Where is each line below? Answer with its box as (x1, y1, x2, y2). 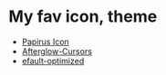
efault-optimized (21, 55, 85, 66)
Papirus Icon (21, 36, 69, 47)
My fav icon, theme (8, 6, 158, 27)
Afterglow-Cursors (21, 45, 93, 56)
